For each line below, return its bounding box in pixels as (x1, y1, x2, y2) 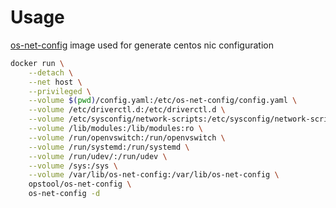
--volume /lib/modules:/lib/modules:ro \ (28, 124, 203, 134)
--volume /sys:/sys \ (28, 161, 118, 171)
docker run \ (10, 58, 65, 68)
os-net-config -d (28, 189, 101, 199)
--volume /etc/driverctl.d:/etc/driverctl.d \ (28, 105, 226, 115)
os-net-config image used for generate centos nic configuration (10, 39, 275, 51)
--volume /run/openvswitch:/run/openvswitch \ (28, 132, 226, 143)
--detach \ (28, 67, 74, 78)
